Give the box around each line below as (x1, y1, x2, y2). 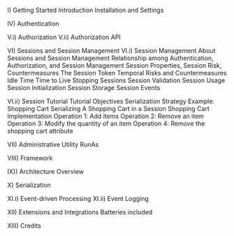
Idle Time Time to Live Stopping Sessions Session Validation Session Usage (7, 76, 226, 84)
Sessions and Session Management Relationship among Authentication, (7, 54, 214, 62)
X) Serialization (7, 181, 51, 189)
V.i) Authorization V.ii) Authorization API (7, 33, 121, 41)
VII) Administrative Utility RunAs (7, 140, 99, 149)
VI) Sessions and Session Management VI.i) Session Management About (7, 47, 216, 54)
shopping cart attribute (7, 127, 73, 135)
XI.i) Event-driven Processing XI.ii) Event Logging (7, 195, 149, 202)
